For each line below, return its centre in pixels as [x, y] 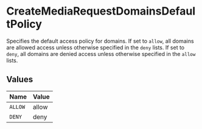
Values [20, 79]
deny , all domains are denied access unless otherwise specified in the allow [101, 54]
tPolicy [24, 24]
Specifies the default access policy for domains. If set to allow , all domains [100, 41]
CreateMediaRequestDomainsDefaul [101, 11]
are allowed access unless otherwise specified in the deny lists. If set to [96, 47]
